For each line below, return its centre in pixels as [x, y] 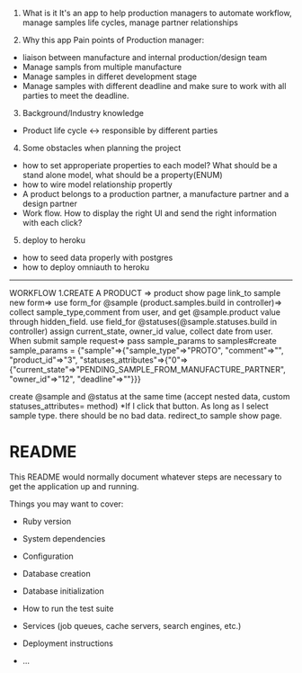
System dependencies [64, 538]
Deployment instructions [68, 643]
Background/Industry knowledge [83, 113]
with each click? [52, 223]
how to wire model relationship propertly [97, 184]
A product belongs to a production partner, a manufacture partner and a [155, 194]
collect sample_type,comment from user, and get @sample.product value [145, 312]
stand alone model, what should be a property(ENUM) [122, 175]
